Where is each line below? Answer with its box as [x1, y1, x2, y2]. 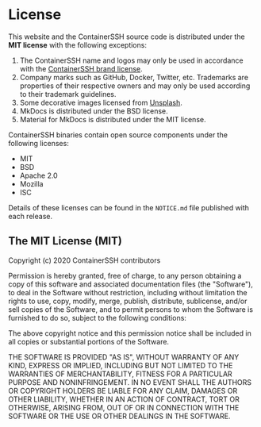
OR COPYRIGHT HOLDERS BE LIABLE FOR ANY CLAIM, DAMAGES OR [8, 386, 238, 395]
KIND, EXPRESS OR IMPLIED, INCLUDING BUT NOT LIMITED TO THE [8, 360, 233, 370]
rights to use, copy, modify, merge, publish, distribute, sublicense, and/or [8, 296, 248, 306]
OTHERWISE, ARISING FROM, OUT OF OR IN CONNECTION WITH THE [8, 402, 240, 412]
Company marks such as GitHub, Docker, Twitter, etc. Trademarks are [19, 72, 248, 82]
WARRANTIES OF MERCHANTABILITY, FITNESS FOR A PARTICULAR [8, 369, 232, 379]
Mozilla [19, 179, 44, 188]
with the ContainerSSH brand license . [19, 63, 143, 73]
